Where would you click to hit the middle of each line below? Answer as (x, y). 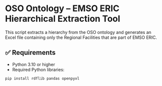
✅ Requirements (30, 53)
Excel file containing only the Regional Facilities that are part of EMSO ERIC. (81, 37)
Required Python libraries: (38, 69)
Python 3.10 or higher (33, 64)
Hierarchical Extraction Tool (63, 19)
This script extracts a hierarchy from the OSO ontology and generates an (78, 32)
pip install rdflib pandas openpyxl (42, 78)
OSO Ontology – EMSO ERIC (62, 9)
